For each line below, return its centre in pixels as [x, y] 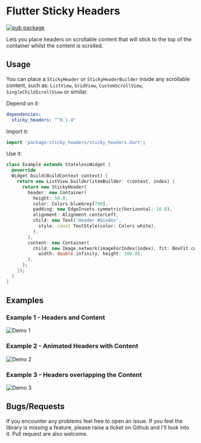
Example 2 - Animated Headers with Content [72, 346]
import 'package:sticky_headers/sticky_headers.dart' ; [76, 142]
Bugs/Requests [36, 407]
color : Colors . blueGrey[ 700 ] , [71, 204]
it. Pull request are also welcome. [47, 433]
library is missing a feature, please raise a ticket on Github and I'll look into [98, 427]
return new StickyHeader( [54, 187]
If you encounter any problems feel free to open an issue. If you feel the [95, 421]
